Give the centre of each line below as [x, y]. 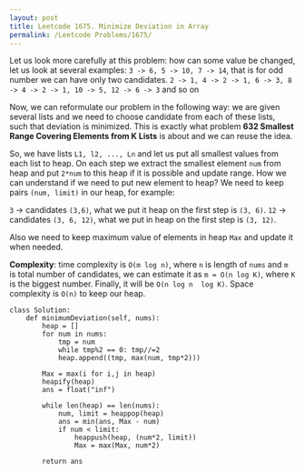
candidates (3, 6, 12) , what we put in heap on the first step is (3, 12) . [143, 220]
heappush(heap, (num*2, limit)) [135, 438]
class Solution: [40, 310]
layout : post [34, 18]
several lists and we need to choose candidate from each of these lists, [143, 117]
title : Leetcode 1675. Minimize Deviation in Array [109, 26]
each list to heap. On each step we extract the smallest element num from [145, 164]
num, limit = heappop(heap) [111, 414]
